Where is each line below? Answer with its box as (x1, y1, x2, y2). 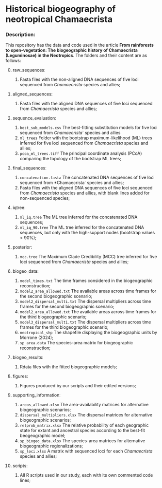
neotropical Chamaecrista (5, 14, 113, 25)
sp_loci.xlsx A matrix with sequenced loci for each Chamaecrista (19, 448, 153, 454)
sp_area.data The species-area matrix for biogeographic (19, 340, 133, 346)
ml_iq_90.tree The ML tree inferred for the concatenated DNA (19, 225, 145, 230)
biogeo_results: (12, 355, 44, 360)
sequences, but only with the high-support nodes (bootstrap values (19, 230, 155, 236)
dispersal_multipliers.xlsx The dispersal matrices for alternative (19, 412, 152, 418)
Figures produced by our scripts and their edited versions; (19, 383, 136, 389)
